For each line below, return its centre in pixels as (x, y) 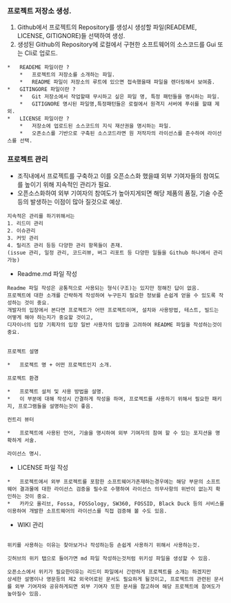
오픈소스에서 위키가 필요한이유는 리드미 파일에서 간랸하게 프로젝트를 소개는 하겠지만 (109, 572)
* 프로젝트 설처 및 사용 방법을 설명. (56, 391)
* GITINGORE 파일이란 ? (41, 90)
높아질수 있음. (24, 594)
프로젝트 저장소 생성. (39, 10)
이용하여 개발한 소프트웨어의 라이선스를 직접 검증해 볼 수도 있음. (87, 511)
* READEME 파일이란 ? (38, 68)
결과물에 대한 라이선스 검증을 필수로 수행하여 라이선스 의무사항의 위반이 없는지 (116, 489)
